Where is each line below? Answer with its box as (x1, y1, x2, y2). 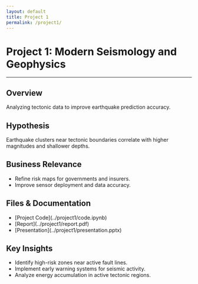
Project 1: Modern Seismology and (6, 45, 177, 58)
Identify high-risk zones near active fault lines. (14, 259, 128, 266)
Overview (6, 88, 43, 98)
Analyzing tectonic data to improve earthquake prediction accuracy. (6, 103, 171, 111)
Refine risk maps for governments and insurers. (14, 175, 131, 182)
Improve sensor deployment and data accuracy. (14, 181, 131, 188)
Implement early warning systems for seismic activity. (14, 265, 146, 272)
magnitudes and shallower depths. (6, 142, 90, 149)
